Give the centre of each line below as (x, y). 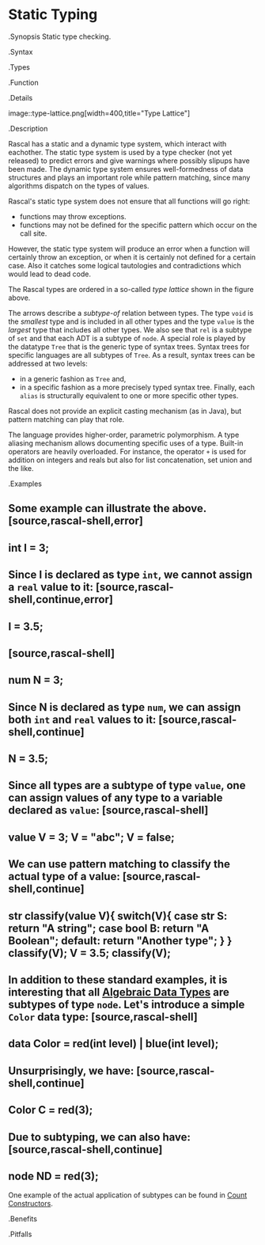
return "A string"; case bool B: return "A (109, 928)
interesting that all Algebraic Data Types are (119, 992)
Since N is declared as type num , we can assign (125, 707)
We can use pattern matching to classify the (119, 864)
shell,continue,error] (61, 600)
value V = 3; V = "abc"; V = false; (92, 837)
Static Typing (53, 15)
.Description (28, 128)
